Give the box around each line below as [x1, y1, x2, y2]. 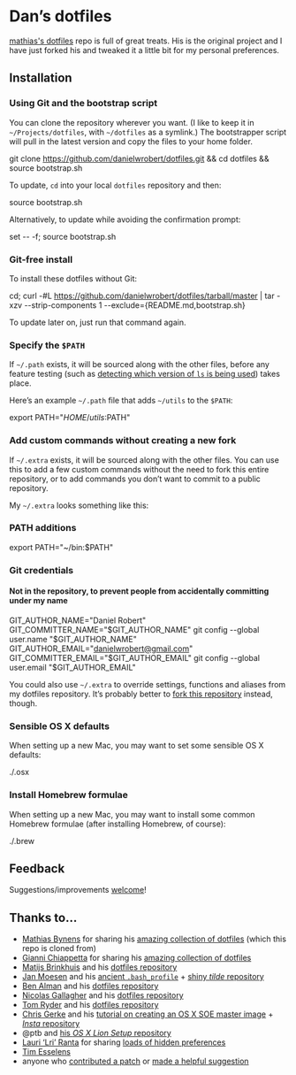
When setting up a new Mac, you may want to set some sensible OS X [9, 741, 264, 751]
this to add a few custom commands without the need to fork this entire [9, 464, 269, 474]
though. [9, 697, 38, 709]
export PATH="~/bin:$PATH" [9, 541, 113, 552]
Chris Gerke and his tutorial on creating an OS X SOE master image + [21, 1009, 274, 1019]
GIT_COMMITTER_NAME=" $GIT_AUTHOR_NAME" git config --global [9, 624, 260, 634]
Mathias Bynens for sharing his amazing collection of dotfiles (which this [21, 933, 287, 944]
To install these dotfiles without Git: [9, 273, 138, 284]
